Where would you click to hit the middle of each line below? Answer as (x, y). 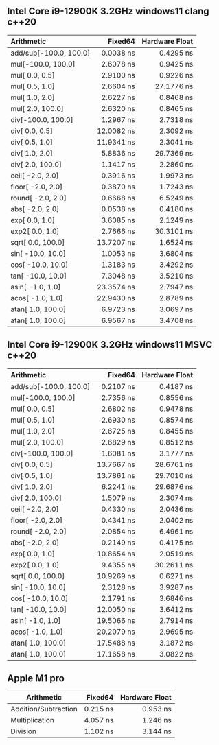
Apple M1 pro (36, 678)
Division (23, 731)
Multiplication (33, 720)
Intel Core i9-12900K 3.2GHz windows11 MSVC (110, 345)
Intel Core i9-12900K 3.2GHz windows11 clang (108, 11)
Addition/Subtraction (44, 709)
